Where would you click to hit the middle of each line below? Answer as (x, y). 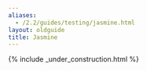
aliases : (22, 15)
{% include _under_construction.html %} (73, 59)
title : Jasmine (33, 37)
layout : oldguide (37, 30)
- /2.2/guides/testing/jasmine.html (75, 23)
